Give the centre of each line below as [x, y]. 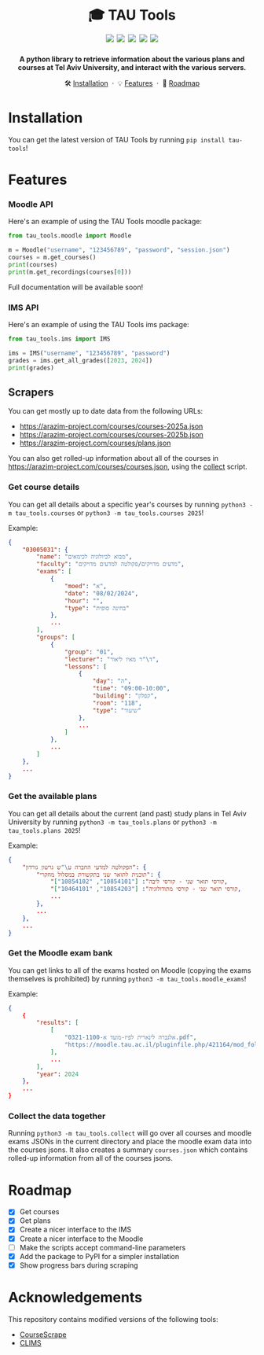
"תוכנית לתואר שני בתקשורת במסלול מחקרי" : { [99, 874]
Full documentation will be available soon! [76, 287]
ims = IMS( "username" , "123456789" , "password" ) [89, 353]
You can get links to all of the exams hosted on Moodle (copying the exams [130, 970]
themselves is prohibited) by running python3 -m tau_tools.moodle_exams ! [127, 978]
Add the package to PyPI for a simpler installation [99, 1256]
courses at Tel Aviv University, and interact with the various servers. [132, 67]
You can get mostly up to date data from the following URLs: [106, 411]
